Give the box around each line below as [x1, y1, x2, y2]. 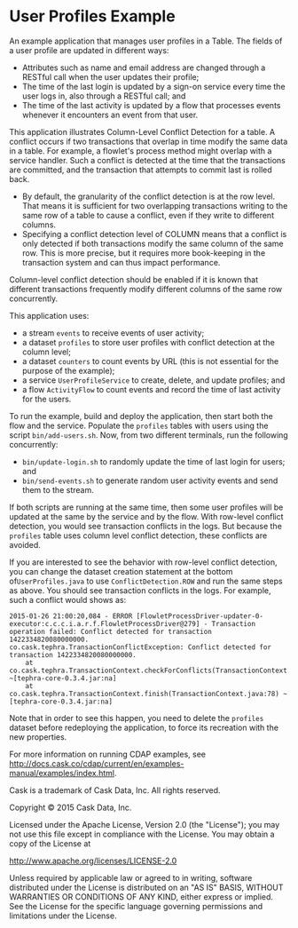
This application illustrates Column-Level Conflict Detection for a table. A [9, 126, 276, 137]
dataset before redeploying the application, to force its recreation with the [9, 722, 279, 733]
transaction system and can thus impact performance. [21, 257, 221, 267]
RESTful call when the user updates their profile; [21, 71, 200, 82]
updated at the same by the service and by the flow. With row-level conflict [9, 511, 284, 521]
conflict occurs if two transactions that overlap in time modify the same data [9, 136, 288, 147]
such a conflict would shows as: [9, 594, 127, 605]
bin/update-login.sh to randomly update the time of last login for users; [21, 456, 286, 467]
